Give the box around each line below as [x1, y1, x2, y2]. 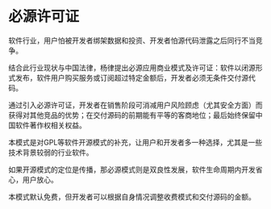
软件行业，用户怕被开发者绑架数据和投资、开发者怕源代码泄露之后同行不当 [8, 36, 256, 45]
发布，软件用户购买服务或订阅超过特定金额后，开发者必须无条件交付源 [15, 73, 248, 82]
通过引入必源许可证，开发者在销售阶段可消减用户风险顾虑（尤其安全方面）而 [8, 100, 263, 110]
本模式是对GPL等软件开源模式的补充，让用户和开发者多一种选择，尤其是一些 [8, 137, 263, 147]
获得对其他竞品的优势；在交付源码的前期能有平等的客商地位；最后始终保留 [8, 110, 256, 119]
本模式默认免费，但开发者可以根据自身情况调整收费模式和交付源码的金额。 [8, 191, 256, 202]
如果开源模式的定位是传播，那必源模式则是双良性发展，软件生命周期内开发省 [8, 165, 263, 174]
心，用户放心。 [8, 174, 58, 184]
